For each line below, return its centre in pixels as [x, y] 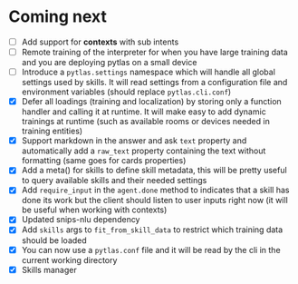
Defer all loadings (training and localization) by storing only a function [151, 102]
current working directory [69, 260]
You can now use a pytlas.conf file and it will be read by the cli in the [151, 250]
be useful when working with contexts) [94, 210]
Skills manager [49, 269]
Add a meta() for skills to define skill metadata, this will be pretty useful [154, 171]
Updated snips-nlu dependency [81, 220]
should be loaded [54, 240]
